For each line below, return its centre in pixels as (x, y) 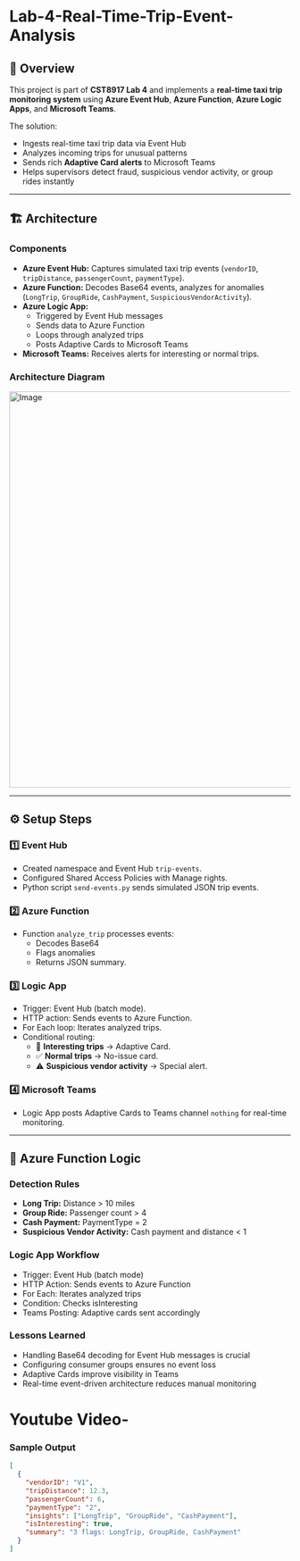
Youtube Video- (69, 1419)
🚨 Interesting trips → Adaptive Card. (103, 1047)
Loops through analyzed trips (90, 334)
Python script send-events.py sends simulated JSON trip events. (140, 887)
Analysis (42, 35)
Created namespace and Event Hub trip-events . (112, 868)
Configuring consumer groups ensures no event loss (119, 1365)
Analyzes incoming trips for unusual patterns (104, 153)
